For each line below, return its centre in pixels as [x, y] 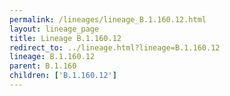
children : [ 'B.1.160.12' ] [63, 76]
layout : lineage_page [54, 29]
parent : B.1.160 [43, 66]
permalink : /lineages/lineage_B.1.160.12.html [108, 19]
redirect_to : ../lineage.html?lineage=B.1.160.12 [115, 47]
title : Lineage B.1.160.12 [65, 38]
